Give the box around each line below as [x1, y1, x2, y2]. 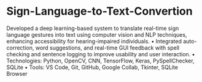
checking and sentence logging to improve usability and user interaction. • [6, 50, 195, 58]
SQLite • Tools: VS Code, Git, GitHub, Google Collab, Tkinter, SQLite [6, 63, 178, 71]
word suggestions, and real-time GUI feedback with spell [35, 44, 180, 51]
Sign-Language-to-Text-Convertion [6, 4, 193, 18]
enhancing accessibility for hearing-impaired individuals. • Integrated [6, 37, 182, 45]
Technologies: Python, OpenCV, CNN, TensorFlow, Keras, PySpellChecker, [6, 57, 195, 64]
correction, [6, 44, 34, 51]
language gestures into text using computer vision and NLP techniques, [6, 31, 187, 38]
